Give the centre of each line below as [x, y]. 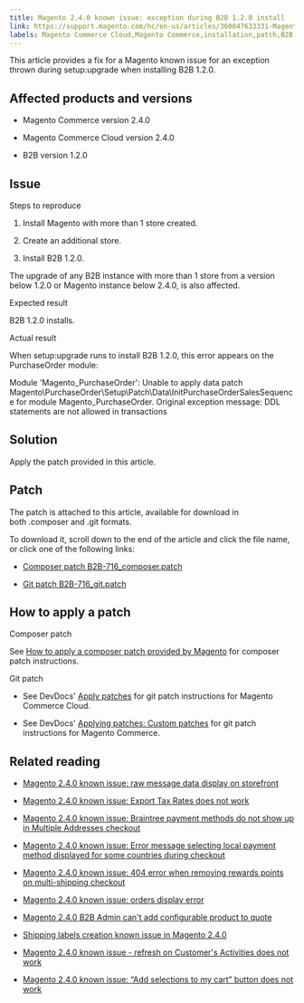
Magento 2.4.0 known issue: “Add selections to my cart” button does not [158, 979]
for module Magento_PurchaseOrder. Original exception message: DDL [148, 402]
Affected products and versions [101, 98]
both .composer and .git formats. [71, 521]
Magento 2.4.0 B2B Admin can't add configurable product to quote [147, 917]
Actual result [33, 338]
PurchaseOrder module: [54, 365]
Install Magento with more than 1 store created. [110, 223]
